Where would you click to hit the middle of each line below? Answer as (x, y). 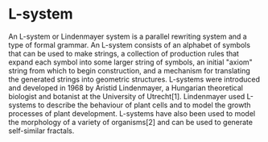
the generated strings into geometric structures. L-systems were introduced (134, 79)
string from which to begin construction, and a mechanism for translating (130, 70)
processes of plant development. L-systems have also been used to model (132, 113)
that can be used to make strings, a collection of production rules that (124, 53)
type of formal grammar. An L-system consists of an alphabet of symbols (130, 44)
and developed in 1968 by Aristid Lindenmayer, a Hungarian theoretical (126, 88)
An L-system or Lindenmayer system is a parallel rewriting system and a (128, 36)
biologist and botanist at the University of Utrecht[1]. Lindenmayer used (127, 96)
